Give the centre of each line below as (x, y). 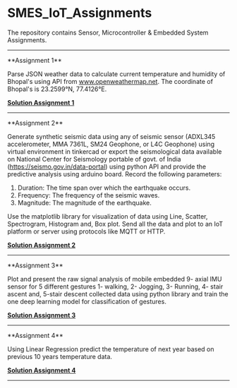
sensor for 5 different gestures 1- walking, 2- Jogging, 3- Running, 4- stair (115, 286)
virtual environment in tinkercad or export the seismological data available (115, 151)
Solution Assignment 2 (42, 245)
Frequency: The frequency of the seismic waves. (89, 195)
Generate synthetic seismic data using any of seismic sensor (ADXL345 (111, 136)
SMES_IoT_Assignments (80, 13)
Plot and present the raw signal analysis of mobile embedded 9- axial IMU (115, 279)
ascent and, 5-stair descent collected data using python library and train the (118, 293)
